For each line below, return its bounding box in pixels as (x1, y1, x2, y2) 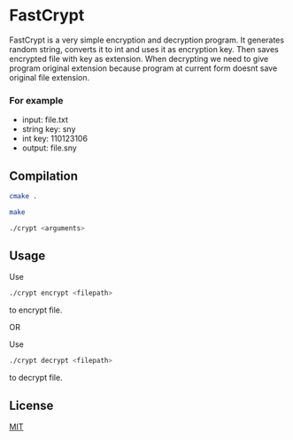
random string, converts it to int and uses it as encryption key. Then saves (9, 43, 279, 54)
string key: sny (21, 124, 76, 135)
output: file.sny (21, 143, 77, 153)
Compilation (9, 168, 78, 183)
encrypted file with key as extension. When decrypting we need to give (9, 53, 269, 64)
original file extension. (9, 72, 90, 82)
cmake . (9, 192, 38, 201)
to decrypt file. (9, 373, 64, 383)
